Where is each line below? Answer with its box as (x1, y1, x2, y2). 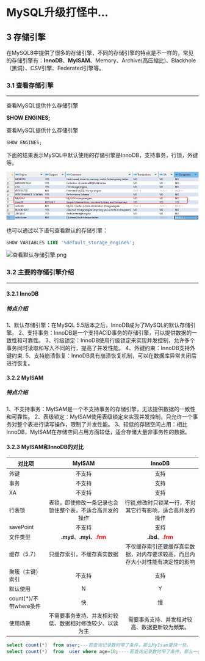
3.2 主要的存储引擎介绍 (6, 268, 74, 277)
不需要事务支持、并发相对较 (48, 612, 119, 619)
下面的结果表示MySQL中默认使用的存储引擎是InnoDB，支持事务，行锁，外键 (6, 152, 198, 159)
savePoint (9, 524, 34, 531)
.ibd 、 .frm (147, 533, 173, 541)
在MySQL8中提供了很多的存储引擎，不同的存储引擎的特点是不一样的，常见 (6, 49, 194, 56)
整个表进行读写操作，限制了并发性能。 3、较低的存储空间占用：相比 (16, 420, 188, 428)
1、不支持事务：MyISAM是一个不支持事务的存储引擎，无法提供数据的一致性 (6, 405, 196, 412)
